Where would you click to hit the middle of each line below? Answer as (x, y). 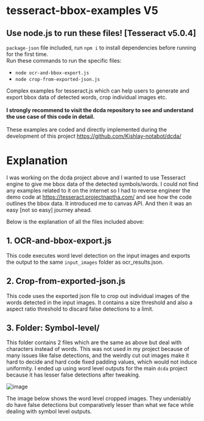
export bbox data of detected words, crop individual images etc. (87, 97)
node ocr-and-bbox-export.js (52, 73)
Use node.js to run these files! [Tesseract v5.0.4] (101, 33)
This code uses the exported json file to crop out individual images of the (98, 295)
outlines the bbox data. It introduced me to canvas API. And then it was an (99, 203)
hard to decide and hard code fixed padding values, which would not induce (102, 362)
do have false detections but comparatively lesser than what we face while (100, 405)
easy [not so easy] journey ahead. (49, 210)
